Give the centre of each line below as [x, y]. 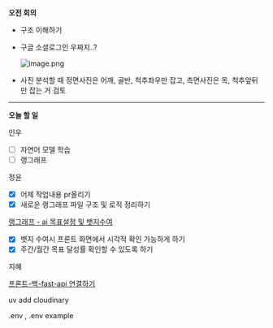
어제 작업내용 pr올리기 [55, 195]
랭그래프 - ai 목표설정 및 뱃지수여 [61, 222]
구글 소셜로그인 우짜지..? [58, 47]
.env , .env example [41, 316]
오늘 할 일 [24, 115]
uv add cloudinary [39, 300]
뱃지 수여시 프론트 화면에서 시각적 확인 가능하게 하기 [102, 240]
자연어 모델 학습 [45, 150]
